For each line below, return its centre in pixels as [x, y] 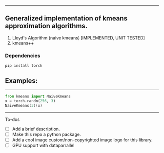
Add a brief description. [36, 129]
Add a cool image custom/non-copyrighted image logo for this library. [82, 140]
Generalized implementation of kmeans [66, 18]
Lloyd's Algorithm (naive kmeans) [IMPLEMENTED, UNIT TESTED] [78, 38]
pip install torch [24, 66]
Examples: [21, 81]
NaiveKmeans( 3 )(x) [24, 105]
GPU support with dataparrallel [43, 145]
